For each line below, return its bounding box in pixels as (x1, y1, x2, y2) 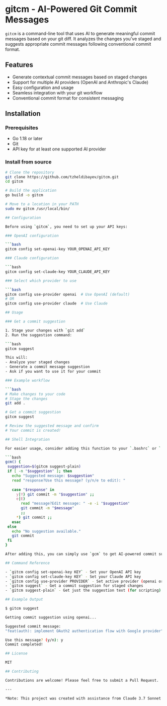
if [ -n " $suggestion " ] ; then (7, 469, 72, 474)
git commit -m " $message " (20, 506, 75, 511)
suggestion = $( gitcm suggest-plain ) (7, 464, 81, 469)
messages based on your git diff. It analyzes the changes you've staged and (5, 36, 162, 42)
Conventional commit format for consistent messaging (12, 95, 124, 101)
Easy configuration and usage (12, 84, 74, 90)
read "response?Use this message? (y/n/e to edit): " (11, 478, 126, 483)
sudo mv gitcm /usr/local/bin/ (5, 206, 70, 211)
